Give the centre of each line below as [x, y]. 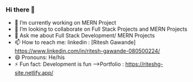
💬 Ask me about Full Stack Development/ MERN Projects [85, 36]
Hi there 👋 [21, 10]
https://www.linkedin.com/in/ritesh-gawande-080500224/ [87, 51]
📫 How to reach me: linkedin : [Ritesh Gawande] [75, 42]
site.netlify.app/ [34, 73]
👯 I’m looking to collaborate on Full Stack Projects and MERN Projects [101, 29]
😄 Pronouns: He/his [39, 57]
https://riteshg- [144, 64]
